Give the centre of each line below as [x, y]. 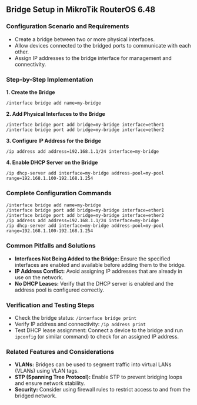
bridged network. [36, 396]
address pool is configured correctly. [59, 290]
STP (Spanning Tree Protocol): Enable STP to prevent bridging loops [98, 377]
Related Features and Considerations [60, 352]
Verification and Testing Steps [51, 305]
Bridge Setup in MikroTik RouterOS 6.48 [81, 10]
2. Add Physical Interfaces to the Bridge [56, 113]
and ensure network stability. [50, 383]
